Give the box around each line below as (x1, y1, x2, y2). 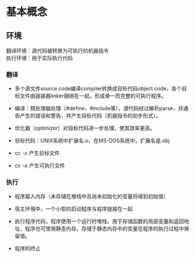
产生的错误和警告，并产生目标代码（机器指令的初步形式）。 (19, 112, 161, 119)
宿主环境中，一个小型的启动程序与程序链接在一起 (14, 205, 133, 212)
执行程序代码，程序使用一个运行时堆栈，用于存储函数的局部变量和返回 (14, 218, 184, 225)
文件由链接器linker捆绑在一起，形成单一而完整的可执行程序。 (19, 92, 167, 100)
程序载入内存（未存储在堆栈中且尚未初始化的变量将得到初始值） (14, 192, 169, 199)
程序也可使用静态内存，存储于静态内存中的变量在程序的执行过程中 (25, 225, 184, 232)
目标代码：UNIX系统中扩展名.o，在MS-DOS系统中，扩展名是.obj (14, 137, 170, 144)
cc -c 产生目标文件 (14, 150, 60, 157)
